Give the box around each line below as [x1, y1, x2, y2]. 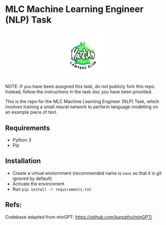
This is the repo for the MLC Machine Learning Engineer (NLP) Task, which [5, 99, 159, 105]
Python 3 [12, 137, 31, 143]
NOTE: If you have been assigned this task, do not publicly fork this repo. [5, 84, 156, 90]
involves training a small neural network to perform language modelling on [5, 104, 158, 110]
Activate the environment [12, 180, 65, 186]
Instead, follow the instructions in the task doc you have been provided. [5, 89, 152, 95]
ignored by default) [12, 175, 52, 181]
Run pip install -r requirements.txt [12, 186, 91, 192]
